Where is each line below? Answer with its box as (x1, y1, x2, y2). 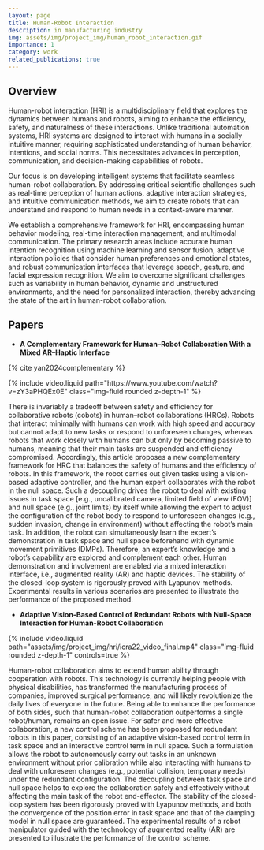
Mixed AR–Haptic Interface (19, 348, 110, 357)
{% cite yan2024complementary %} (8, 363, 126, 372)
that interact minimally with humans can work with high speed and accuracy (8, 419, 255, 428)
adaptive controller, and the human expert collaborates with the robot (30, 477, 255, 487)
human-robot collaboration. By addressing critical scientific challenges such (8, 179, 256, 189)
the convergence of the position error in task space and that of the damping (8, 807, 255, 817)
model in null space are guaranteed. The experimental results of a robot (8, 816, 241, 826)
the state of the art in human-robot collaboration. (8, 295, 167, 304)
